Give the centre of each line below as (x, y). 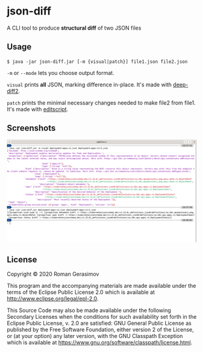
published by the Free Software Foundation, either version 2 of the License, (101, 330)
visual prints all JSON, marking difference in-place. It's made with (89, 84)
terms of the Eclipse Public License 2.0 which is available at (81, 292)
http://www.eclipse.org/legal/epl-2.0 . (53, 299)
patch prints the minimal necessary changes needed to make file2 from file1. (101, 103)
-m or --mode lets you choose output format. (61, 73)
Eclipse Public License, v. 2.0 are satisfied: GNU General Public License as (99, 323)
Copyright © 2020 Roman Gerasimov (53, 274)
